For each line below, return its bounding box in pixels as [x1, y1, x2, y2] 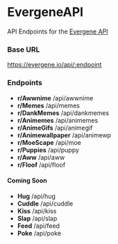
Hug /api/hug [17, 192, 56, 200]
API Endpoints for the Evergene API [7, 27, 108, 36]
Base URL [7, 45, 40, 54]
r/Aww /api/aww [17, 153, 65, 161]
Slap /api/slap [17, 214, 58, 222]
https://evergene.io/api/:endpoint [7, 61, 102, 69]
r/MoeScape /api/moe [17, 138, 81, 146]
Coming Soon [7, 176, 47, 185]
